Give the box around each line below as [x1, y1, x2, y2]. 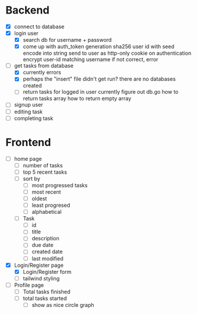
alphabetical [31, 209, 62, 216]
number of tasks [22, 161, 63, 168]
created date [31, 248, 63, 255]
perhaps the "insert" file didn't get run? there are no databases [22, 75, 176, 82]
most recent [31, 188, 61, 195]
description [31, 235, 60, 242]
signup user [14, 101, 44, 108]
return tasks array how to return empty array [22, 95, 132, 102]
